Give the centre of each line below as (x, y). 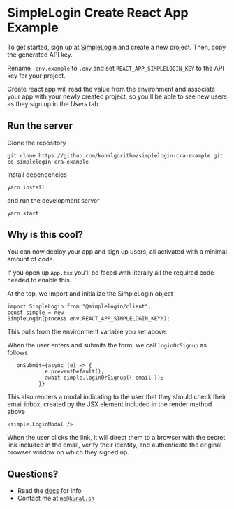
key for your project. (37, 76)
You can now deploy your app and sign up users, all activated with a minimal (117, 251)
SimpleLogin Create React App (98, 13)
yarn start (23, 213)
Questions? (33, 474)
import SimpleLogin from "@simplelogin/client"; (79, 306)
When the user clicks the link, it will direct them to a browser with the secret (116, 437)
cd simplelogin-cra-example (48, 162)
